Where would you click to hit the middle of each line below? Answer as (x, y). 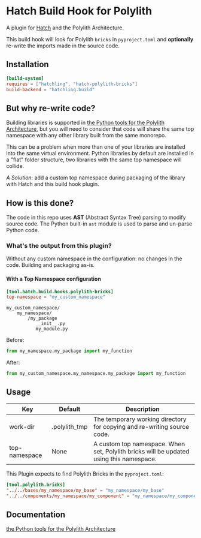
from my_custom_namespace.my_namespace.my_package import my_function (96, 374)
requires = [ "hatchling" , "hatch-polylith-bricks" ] (72, 84)
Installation (28, 64)
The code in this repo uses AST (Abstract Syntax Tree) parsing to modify (96, 217)
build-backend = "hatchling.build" (51, 89)
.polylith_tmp (70, 426)
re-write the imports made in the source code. (63, 46)
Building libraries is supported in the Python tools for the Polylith (85, 123)
